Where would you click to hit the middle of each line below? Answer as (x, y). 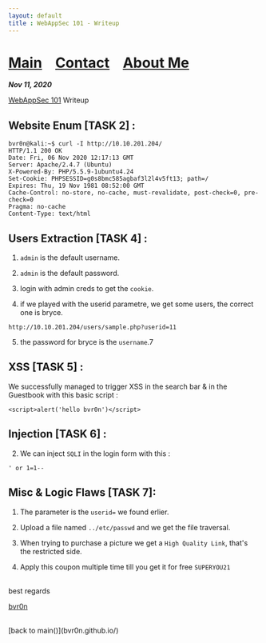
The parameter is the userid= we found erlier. (94, 512)
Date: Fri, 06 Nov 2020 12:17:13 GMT (71, 158)
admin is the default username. (70, 258)
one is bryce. (42, 313)
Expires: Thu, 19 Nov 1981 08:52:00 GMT (77, 186)
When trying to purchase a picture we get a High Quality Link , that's (134, 543)
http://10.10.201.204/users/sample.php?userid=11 (93, 327)
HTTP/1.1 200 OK (35, 151)
